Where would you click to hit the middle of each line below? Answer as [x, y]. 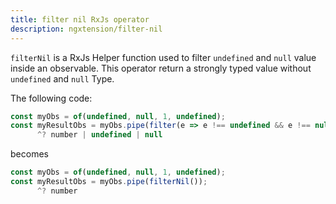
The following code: [51, 98]
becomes [29, 154]
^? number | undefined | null [99, 135]
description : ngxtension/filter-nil [86, 29]
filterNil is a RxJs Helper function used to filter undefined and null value [163, 57]
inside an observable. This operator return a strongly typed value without [161, 68]
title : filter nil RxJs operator [80, 19]
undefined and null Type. [62, 78]
